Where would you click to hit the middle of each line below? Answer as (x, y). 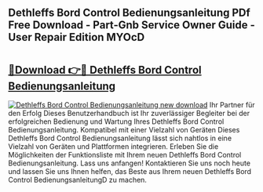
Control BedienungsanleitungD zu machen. (78, 180)
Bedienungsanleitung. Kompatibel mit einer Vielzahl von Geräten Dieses (124, 130)
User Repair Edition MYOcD (77, 37)
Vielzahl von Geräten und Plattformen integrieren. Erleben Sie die (113, 147)
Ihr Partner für (232, 105)
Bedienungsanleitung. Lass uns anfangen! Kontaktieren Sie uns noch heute (130, 163)
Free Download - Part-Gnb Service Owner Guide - (131, 25)
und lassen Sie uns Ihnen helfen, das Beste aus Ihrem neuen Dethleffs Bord (130, 171)
